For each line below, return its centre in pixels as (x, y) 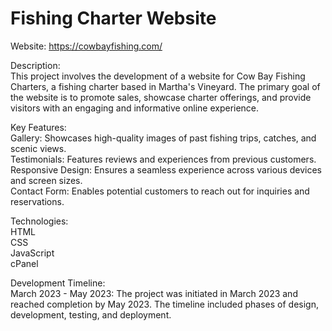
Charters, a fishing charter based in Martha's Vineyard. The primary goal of (165, 86)
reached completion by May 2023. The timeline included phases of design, (164, 304)
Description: (35, 65)
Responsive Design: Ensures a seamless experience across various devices (166, 169)
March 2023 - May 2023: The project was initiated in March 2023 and (154, 293)
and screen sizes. (46, 180)
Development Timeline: (58, 283)
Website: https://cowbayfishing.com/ (86, 46)
